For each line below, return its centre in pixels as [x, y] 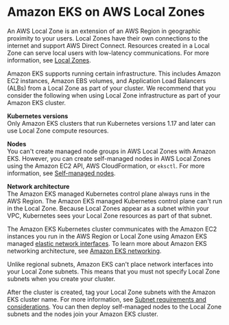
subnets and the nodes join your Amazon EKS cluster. [83, 314]
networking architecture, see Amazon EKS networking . [84, 251]
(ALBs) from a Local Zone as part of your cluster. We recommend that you [111, 88]
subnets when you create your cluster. [61, 278]
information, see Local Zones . [49, 60]
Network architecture [38, 186]
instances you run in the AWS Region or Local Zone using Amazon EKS [107, 236]
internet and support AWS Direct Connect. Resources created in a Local [109, 45]
